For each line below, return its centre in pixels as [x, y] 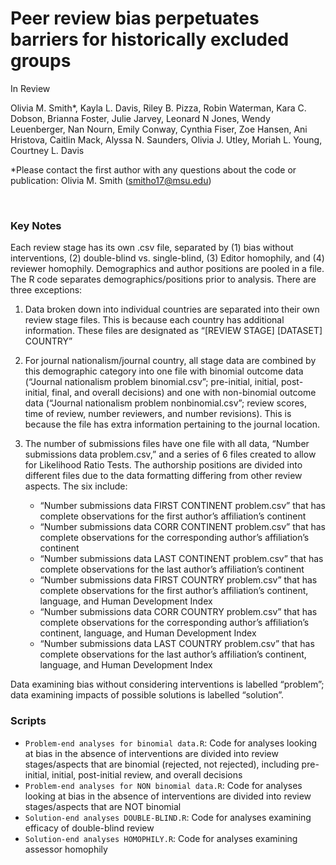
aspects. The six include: [76, 486]
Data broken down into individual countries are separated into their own [172, 309]
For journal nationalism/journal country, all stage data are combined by [170, 361]
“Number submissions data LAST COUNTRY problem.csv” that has [177, 644]
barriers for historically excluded [150, 39]
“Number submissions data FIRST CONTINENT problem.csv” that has [182, 506]
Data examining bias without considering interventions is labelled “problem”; [167, 684]
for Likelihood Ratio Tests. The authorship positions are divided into [163, 465]
